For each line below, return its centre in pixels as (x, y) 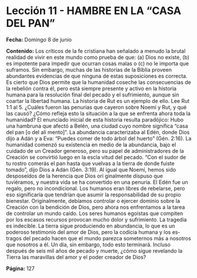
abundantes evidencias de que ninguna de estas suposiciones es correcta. (97, 76)
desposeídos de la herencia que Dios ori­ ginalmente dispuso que (85, 176)
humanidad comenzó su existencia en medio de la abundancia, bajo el (91, 145)
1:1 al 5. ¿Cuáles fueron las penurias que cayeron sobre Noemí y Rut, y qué (96, 107)
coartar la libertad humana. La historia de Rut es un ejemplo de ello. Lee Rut (98, 101)
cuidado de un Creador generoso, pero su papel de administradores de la (95, 150)
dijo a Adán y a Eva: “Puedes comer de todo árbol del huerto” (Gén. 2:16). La (99, 138)
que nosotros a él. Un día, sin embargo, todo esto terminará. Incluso (88, 244)
